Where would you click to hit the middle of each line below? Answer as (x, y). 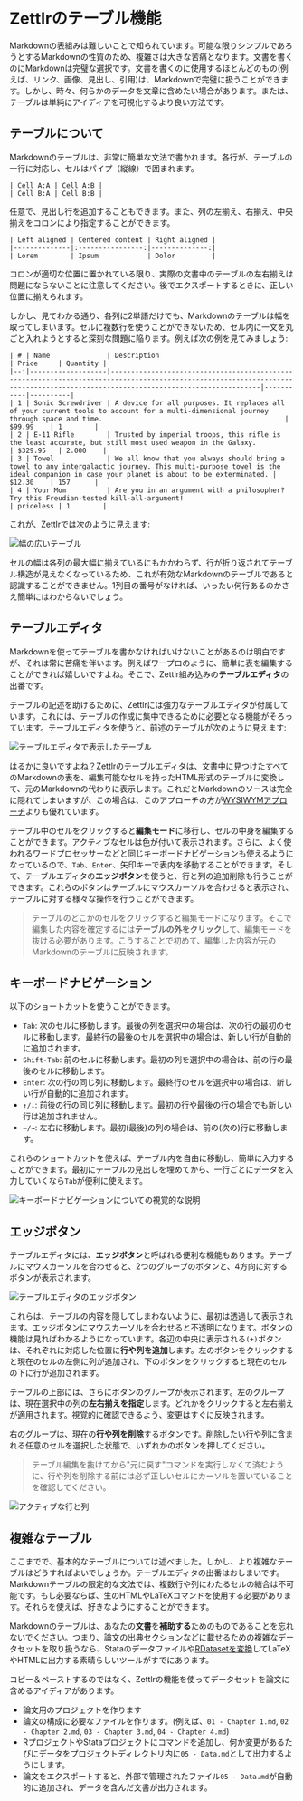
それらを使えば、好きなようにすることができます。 (119, 1607)
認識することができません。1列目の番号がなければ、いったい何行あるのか (146, 585)
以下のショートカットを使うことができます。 (92, 1006)
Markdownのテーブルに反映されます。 (102, 952)
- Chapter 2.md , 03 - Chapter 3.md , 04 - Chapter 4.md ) (126, 1731)
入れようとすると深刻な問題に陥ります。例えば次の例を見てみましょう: (156, 338)
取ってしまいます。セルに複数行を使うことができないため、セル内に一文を (147, 326)
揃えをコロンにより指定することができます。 (92, 222)
